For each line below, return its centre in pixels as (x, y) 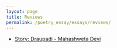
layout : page (22, 11)
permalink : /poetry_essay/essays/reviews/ (58, 22)
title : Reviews (25, 17)
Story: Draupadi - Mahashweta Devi (58, 39)
